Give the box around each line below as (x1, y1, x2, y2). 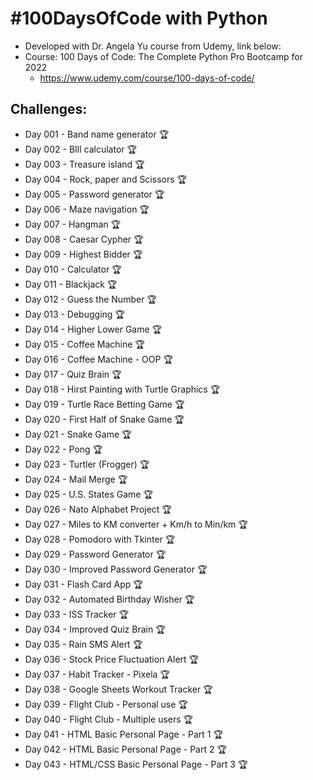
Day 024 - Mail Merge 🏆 (24, 473, 128, 485)
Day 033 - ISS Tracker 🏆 (24, 608, 130, 620)
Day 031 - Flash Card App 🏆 (24, 578, 143, 590)
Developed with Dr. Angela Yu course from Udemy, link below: (24, 40, 282, 52)
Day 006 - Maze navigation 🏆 (24, 203, 150, 215)
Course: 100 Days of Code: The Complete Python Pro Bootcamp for (24, 50, 303, 62)
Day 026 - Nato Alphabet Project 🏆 (24, 503, 172, 515)
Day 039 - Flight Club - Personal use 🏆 (24, 698, 188, 710)
